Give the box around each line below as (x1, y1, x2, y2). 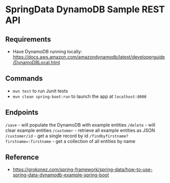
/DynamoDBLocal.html (12, 59, 60, 65)
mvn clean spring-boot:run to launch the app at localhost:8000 (12, 93, 147, 99)
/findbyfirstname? (89, 133, 129, 139)
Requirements (5, 35, 51, 44)
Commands (5, 74, 43, 83)
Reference (5, 153, 39, 162)
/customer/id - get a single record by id (5, 132, 88, 139)
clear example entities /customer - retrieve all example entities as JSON (5, 127, 155, 133)
